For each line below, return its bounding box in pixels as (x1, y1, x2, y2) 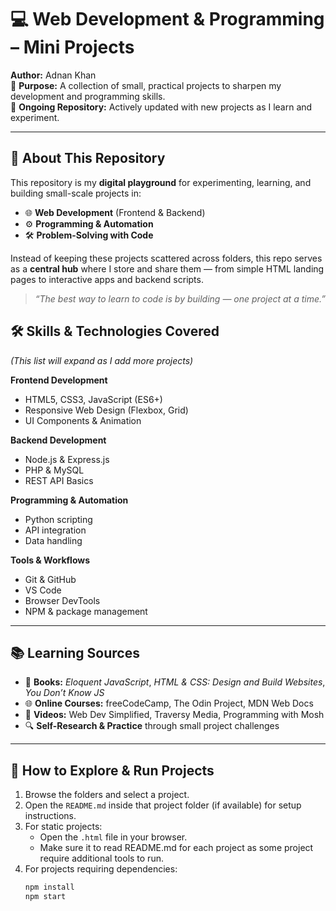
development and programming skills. (10, 90, 166, 102)
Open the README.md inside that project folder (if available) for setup (24, 799, 302, 811)
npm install (24, 882, 75, 893)
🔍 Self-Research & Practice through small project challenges (24, 720, 280, 732)
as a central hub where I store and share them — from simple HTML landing (10, 262, 325, 275)
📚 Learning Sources (10, 644, 140, 661)
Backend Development (10, 434, 107, 446)
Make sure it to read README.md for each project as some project (39, 842, 314, 854)
